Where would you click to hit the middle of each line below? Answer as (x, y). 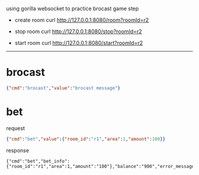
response (18, 150)
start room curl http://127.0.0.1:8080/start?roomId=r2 (79, 43)
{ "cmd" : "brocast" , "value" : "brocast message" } (63, 88)
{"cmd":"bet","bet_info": (38, 161)
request (16, 128)
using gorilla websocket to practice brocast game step (73, 9)
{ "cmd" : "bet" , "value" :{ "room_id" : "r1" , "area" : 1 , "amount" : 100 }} (86, 139)
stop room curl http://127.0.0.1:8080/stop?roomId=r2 (78, 31)
